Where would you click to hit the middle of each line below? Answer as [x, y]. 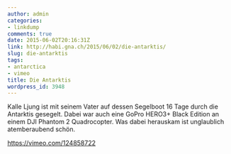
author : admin [28, 14]
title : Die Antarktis [39, 80]
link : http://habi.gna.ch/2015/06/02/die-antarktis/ [87, 47]
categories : [25, 21]
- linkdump [23, 27]
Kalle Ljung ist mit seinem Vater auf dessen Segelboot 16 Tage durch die [113, 106]
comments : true [30, 34]
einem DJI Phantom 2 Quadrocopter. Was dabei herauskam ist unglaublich [116, 122]
